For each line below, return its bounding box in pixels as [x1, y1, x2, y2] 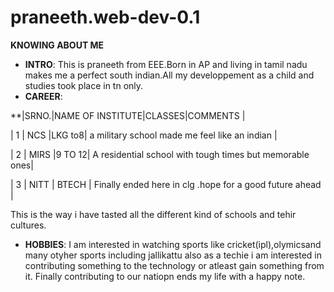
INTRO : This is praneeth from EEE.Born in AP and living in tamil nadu [24, 58, 308, 70]
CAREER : [24, 90, 63, 102]
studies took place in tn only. [24, 79, 144, 91]
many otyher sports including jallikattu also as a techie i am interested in [24, 249, 323, 261]
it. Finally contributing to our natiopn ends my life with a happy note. [24, 270, 306, 282]
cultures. [10, 219, 47, 231]
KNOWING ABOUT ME [10, 39, 105, 51]
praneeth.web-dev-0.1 [10, 6, 201, 29]
